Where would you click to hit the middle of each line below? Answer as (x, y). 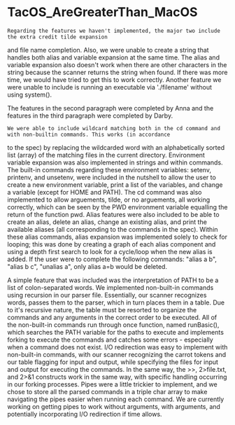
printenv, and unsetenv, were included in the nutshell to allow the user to (112, 177)
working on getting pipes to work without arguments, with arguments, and (114, 406)
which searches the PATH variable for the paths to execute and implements (115, 332)
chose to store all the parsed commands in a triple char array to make (107, 391)
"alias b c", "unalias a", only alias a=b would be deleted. (87, 266)
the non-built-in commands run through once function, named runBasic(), (113, 325)
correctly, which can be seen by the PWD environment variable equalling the (117, 207)
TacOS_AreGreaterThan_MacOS (102, 12)
